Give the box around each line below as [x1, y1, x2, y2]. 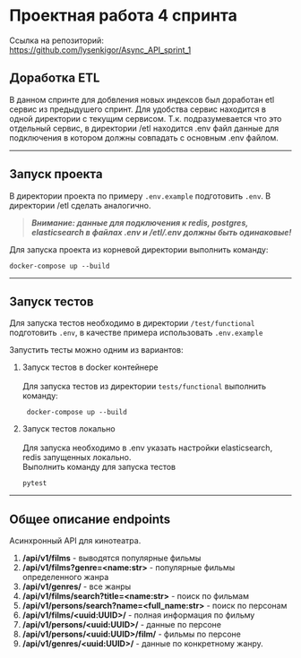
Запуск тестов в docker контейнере [21, 362, 159, 372]
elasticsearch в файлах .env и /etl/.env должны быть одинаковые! [30, 226, 292, 237]
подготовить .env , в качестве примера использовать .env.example [9, 328, 263, 338]
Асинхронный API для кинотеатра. [9, 535, 142, 546]
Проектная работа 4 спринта [9, 5, 237, 26]
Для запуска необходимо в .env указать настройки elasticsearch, [21, 442, 273, 453]
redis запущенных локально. [21, 452, 132, 463]
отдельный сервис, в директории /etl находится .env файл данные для [9, 123, 279, 133]
